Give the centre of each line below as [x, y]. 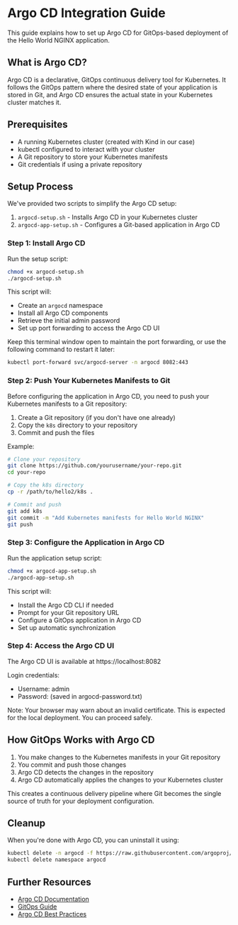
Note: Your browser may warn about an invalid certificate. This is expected [116, 710]
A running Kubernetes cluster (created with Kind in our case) [106, 142]
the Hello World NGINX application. [58, 40]
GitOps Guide [37, 907]
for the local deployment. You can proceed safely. [80, 717]
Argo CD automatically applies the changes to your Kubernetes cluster [120, 780]
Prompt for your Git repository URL [68, 612]
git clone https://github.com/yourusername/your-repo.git [95, 466]
